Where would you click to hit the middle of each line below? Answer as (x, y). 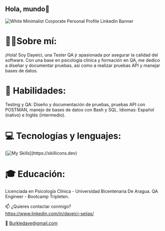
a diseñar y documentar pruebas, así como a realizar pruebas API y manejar (82, 65)
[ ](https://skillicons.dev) (41, 153)
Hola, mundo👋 (27, 9)
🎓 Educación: (35, 174)
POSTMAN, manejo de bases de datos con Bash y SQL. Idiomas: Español (80, 110)
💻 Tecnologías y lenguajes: (63, 136)
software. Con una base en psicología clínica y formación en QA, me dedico (82, 60)
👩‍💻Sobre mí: (31, 41)
